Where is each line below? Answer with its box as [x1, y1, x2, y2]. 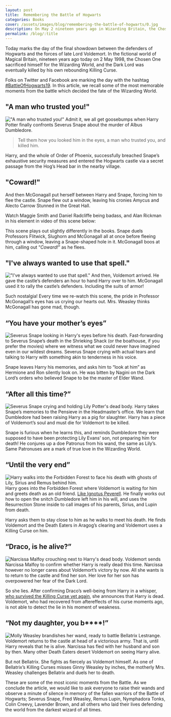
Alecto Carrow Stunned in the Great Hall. [5, 203, 91, 209]
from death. [5, 507, 30, 513]
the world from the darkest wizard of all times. [5, 706, 102, 712]
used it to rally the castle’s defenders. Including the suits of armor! [5, 283, 144, 289]
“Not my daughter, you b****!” [5, 619, 108, 628]
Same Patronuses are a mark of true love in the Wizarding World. [5, 446, 141, 452]
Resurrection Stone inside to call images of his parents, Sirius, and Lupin [5, 501, 157, 507]
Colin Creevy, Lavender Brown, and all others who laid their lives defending [5, 701, 163, 707]
